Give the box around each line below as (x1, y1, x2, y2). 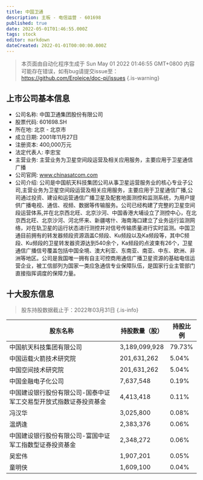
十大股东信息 (6, 289, 54, 300)
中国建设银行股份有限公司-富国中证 (9, 431, 111, 439)
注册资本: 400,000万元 (14, 140, 72, 148)
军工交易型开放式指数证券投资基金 (9, 397, 107, 406)
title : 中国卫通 (6, 8, 43, 15)
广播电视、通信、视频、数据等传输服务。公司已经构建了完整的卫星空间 (20, 201, 195, 209)
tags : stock (6, 31, 36, 38)
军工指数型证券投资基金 (9, 440, 77, 449)
